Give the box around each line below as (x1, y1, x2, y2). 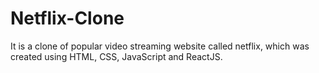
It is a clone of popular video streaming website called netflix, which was (10, 40, 310, 52)
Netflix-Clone (10, 7, 125, 30)
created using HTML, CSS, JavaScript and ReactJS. (10, 50, 223, 62)
